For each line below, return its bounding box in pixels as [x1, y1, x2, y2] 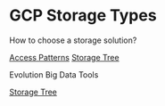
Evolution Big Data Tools [9, 69, 99, 80]
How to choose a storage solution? [9, 35, 137, 45]
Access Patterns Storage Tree [9, 52, 120, 62]
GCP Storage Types [9, 5, 158, 26]
